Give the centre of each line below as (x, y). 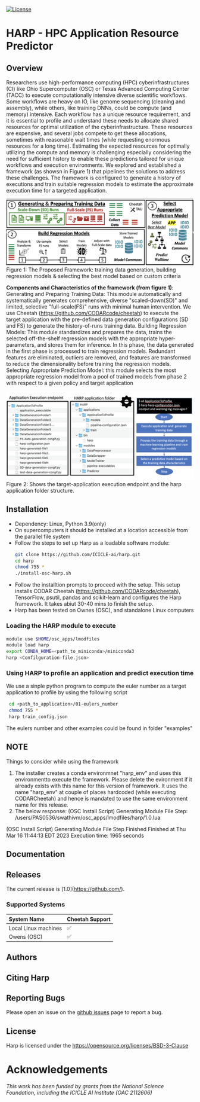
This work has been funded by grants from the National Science (85, 1086)
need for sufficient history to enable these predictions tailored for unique (95, 159)
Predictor (30, 46)
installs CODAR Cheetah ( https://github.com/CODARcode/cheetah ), (97, 591)
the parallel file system (43, 536)
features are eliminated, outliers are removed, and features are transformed (99, 358)
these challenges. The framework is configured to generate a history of (94, 178)
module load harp (28, 645)
